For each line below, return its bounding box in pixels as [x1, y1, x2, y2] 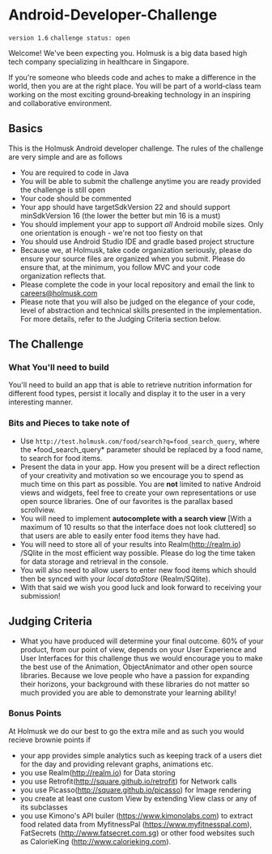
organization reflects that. [19, 271, 107, 280]
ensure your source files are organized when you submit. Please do [19, 254, 245, 263]
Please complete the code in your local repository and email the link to [19, 280, 255, 289]
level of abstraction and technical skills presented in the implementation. [19, 305, 261, 315]
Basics [8, 122, 43, 135]
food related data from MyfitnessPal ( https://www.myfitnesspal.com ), [19, 819, 253, 829]
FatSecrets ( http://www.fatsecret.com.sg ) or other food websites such [19, 828, 255, 838]
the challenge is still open [19, 185, 105, 194]
